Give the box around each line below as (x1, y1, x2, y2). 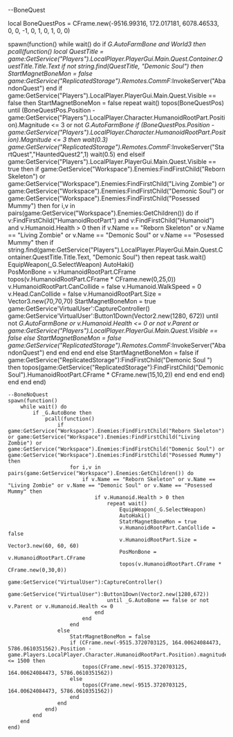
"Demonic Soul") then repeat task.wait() (92, 253, 207, 261)
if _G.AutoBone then (32, 409, 92, 416)
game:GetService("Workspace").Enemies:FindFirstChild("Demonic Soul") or (8, 187, 224, 195)
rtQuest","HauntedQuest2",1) (8, 150, 89, 158)
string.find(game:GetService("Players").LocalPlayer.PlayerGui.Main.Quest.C (8, 245, 223, 254)
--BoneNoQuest (8, 391, 49, 398)
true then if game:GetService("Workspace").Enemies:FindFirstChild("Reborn (8, 165, 225, 173)
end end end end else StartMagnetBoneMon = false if (46, 348, 199, 357)
